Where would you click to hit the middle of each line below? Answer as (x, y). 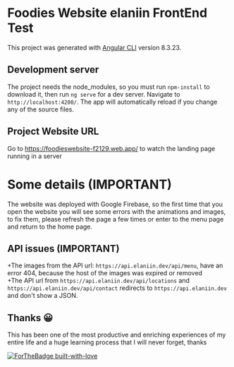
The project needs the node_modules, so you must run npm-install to (109, 87)
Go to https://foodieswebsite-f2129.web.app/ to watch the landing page (111, 148)
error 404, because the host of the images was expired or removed (105, 273)
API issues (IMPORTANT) (63, 248)
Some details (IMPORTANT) (90, 184)
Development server (53, 70)
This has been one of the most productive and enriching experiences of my (117, 335)
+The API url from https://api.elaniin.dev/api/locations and (99, 281)
